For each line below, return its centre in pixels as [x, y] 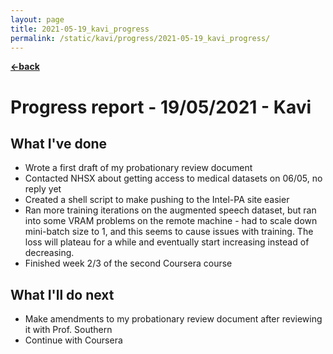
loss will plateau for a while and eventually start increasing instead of [167, 242]
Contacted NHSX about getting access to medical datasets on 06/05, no [173, 178]
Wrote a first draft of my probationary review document [138, 168]
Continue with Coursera [73, 340]
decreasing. [49, 253]
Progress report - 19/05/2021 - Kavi [161, 107]
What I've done [59, 143]
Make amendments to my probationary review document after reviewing [173, 319]
